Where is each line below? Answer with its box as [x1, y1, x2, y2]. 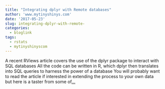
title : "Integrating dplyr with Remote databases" [5, 7, 112, 12]
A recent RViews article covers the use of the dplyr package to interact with [5, 57, 159, 63]
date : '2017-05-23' [5, 16, 45, 21]
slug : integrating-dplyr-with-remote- [5, 21, 85, 26]
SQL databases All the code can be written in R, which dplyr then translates [5, 63, 159, 69]
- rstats [9, 40, 28, 44]
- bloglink [9, 30, 32, 35]
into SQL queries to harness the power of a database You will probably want [5, 68, 160, 74]
